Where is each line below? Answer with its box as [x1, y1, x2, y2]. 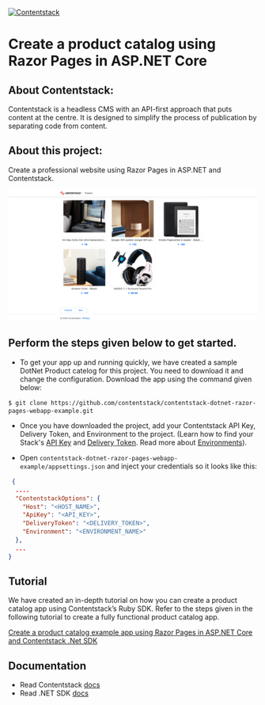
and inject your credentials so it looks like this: [106, 461, 257, 471]
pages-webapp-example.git [8, 407, 93, 415]
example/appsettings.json [19, 463, 105, 471]
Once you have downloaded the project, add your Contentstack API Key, [19, 420, 256, 430]
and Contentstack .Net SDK [8, 636, 98, 646]
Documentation [8, 659, 87, 673]
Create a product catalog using [8, 36, 216, 53]
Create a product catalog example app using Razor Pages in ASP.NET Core [8, 627, 253, 637]
